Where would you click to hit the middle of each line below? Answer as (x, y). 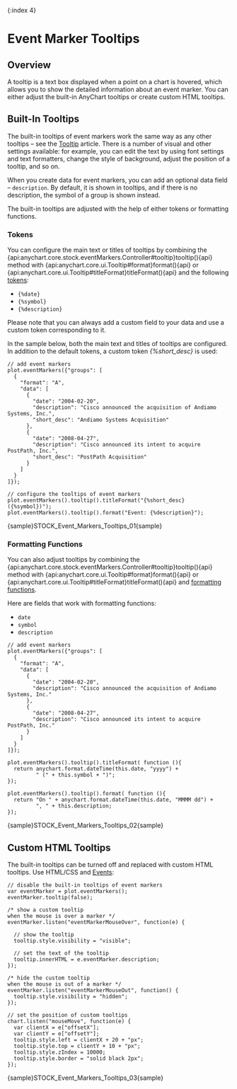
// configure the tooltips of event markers (74, 495)
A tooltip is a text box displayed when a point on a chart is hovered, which (115, 82)
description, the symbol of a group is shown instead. (84, 195)
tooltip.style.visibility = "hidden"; (71, 997)
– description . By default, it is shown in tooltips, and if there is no (103, 188)
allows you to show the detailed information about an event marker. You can (118, 89)
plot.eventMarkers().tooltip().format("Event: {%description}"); (105, 513)
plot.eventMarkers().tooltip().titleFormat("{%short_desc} (96, 501)
